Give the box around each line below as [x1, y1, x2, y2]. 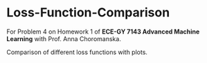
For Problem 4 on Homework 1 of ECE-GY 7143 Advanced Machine [6, 27, 200, 36]
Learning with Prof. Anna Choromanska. [6, 34, 122, 42]
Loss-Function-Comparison [6, 5, 170, 21]
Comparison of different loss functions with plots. [6, 48, 148, 56]
